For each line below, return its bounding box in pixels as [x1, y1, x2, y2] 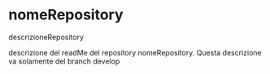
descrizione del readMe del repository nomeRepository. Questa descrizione [8, 47, 262, 57]
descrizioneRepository [8, 32, 84, 42]
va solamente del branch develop [8, 56, 120, 66]
